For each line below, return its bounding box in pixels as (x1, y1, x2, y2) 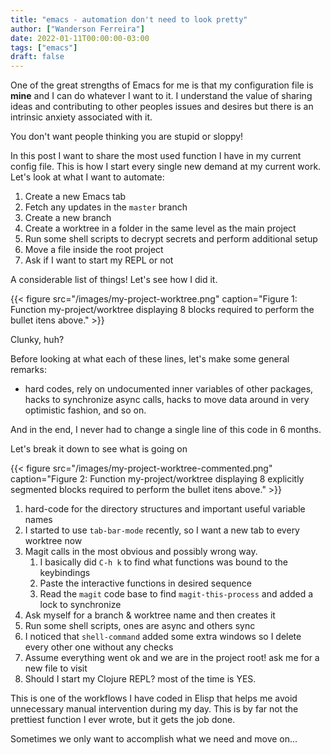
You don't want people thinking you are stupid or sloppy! (10, 131, 244, 143)
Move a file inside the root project (24, 244, 164, 256)
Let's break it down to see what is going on (10, 443, 188, 455)
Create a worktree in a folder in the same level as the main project (24, 222, 297, 235)
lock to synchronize (39, 599, 122, 611)
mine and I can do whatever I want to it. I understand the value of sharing (10, 90, 313, 102)
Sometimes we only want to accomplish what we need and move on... (10, 733, 298, 745)
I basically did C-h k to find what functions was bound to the (39, 556, 288, 568)
